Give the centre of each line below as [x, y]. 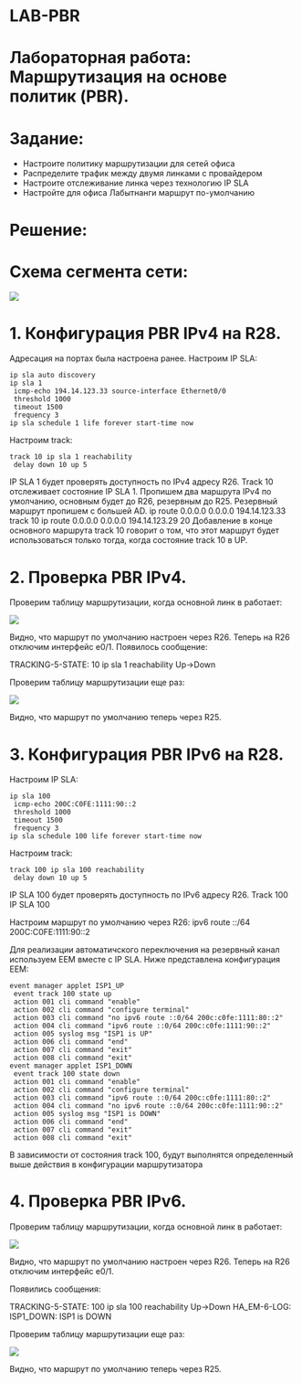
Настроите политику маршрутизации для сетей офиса [129, 164]
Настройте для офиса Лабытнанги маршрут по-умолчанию [139, 193]
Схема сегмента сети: [99, 271]
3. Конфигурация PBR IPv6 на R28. [147, 754]
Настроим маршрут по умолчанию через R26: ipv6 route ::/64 [130, 922]
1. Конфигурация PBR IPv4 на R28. [146, 333]
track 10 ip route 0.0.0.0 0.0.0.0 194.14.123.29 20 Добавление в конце [141, 521]
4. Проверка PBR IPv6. [98, 1202]
